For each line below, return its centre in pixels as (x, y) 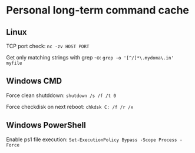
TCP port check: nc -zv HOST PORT (48, 46)
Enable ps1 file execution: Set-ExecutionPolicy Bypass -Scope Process (92, 139)
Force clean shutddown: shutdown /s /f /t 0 (61, 95)
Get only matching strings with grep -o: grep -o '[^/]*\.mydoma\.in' (90, 57)
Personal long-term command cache (98, 10)
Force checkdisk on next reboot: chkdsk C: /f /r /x (70, 107)
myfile (14, 63)
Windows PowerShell (46, 125)
